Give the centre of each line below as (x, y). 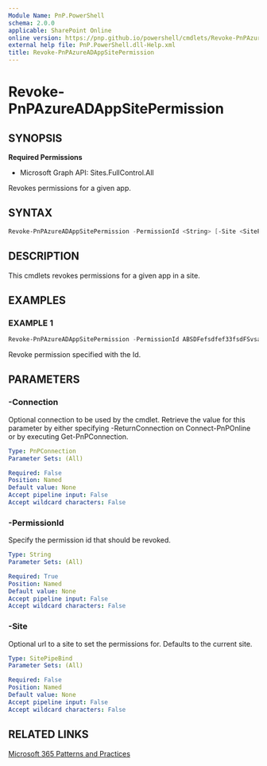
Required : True (33, 576)
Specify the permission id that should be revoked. (89, 540)
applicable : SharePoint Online (60, 30)
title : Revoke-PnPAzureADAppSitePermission (81, 52)
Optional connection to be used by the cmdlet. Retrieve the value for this (127, 419)
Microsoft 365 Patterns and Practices (70, 753)
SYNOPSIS (35, 138)
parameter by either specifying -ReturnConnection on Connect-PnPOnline (130, 428)
